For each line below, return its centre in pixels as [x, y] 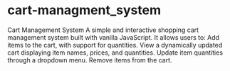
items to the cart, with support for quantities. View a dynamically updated [115, 45]
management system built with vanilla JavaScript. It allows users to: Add [113, 37]
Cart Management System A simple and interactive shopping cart [103, 30]
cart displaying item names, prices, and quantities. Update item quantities [115, 53]
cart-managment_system [84, 10]
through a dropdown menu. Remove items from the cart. [90, 60]
